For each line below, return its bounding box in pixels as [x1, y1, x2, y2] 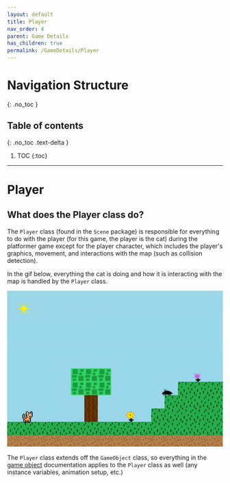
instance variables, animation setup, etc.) [7, 468, 123, 476]
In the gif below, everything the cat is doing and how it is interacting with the [7, 269, 222, 277]
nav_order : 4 [7, 25, 44, 32]
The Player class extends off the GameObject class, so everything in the [7, 454, 207, 462]
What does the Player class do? [7, 209, 144, 221]
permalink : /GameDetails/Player [7, 47, 99, 54]
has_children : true [7, 40, 63, 47]
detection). [7, 256, 38, 264]
